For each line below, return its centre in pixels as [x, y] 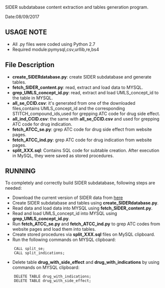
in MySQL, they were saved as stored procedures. [63, 156]
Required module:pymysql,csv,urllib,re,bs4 [56, 49]
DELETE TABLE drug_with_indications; [53, 277]
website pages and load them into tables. [54, 229]
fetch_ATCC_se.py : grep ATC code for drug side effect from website [82, 129]
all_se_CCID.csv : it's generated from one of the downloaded [74, 103]
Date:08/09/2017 [22, 17]
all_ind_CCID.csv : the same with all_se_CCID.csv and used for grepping [86, 119]
